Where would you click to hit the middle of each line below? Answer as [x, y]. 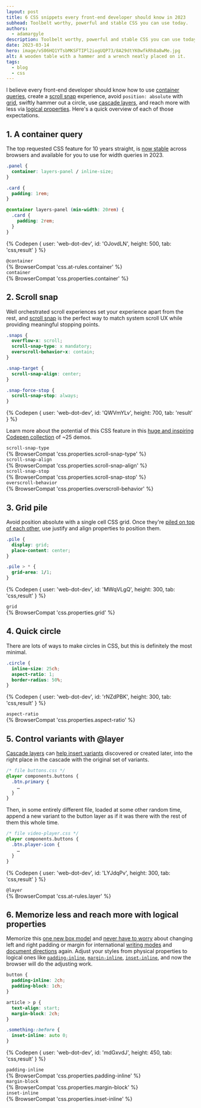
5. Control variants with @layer [65, 739]
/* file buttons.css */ [36, 771]
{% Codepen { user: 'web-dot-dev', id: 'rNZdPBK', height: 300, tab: [89, 697]
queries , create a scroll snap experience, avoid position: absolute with [95, 96]
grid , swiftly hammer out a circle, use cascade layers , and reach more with [98, 103]
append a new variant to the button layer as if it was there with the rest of [97, 816]
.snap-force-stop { [31, 390]
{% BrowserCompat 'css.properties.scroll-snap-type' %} [76, 454]
